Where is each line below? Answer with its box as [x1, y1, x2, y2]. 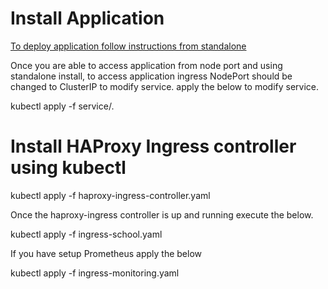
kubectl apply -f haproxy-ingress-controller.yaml [10, 189, 211, 201]
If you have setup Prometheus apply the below [10, 247, 203, 259]
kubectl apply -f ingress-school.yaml [10, 228, 163, 240]
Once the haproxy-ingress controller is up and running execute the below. [10, 208, 314, 221]
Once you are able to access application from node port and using [10, 59, 283, 71]
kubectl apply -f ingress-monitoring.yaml [10, 267, 180, 279]
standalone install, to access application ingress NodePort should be [10, 70, 293, 82]
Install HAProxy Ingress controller [10, 135, 297, 158]
